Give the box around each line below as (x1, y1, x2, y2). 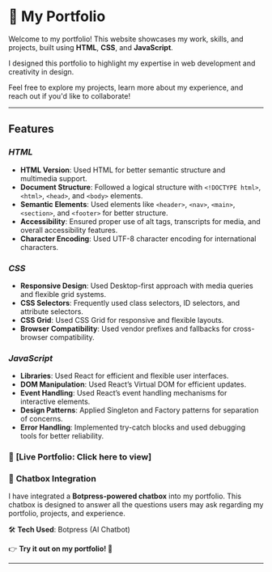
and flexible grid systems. (19, 289, 107, 299)
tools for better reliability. (19, 431, 104, 441)
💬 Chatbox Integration (8, 473, 97, 485)
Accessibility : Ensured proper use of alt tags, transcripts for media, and (19, 216, 261, 226)
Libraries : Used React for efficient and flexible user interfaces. (19, 371, 229, 381)
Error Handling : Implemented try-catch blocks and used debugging (19, 422, 246, 432)
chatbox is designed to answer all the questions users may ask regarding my (8, 500, 264, 510)
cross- (232, 324, 255, 333)
